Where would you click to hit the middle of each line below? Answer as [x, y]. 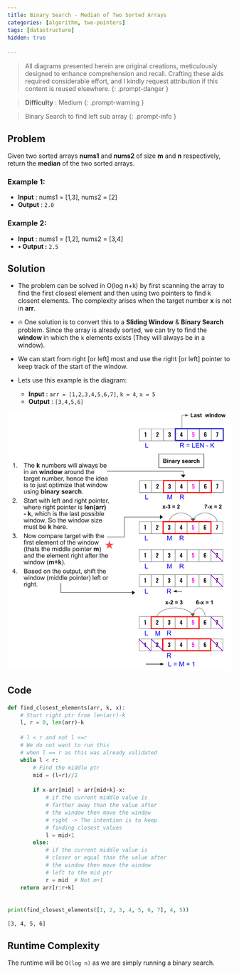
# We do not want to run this [65, 745]
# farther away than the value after [101, 806]
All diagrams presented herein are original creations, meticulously [121, 66]
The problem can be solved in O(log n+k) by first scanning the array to [121, 286]
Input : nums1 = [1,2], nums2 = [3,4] [70, 239]
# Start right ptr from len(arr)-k [73, 715]
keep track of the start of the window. [73, 367]
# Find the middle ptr [67, 768]
